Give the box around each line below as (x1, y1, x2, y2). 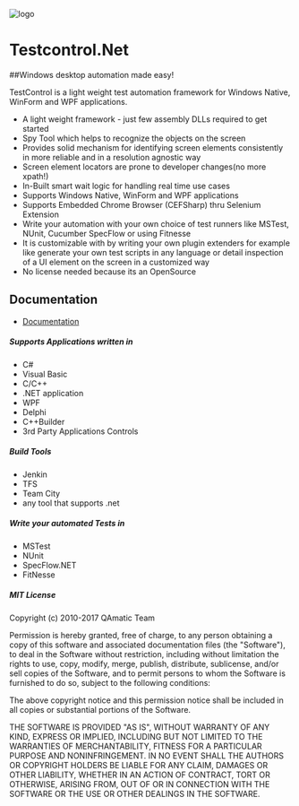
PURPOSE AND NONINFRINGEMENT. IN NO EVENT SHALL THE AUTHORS (9, 750, 285, 761)
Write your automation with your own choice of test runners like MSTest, (21, 218, 289, 229)
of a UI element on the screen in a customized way (21, 256, 210, 267)
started (21, 123, 49, 134)
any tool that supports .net (21, 498, 120, 508)
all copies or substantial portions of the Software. (9, 704, 191, 715)
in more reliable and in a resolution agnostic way (21, 152, 201, 162)
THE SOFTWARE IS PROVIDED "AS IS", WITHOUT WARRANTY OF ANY (9, 722, 270, 732)
